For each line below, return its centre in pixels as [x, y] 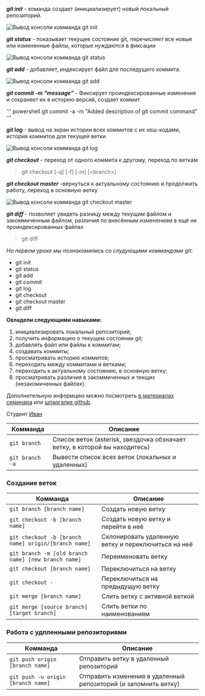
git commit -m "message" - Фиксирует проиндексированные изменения [101, 93]
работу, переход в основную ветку [52, 190]
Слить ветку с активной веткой [148, 596]
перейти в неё [123, 527]
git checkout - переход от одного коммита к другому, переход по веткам [102, 160]
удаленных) [70, 465]
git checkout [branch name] [50, 569]
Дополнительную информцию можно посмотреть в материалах [90, 395]
